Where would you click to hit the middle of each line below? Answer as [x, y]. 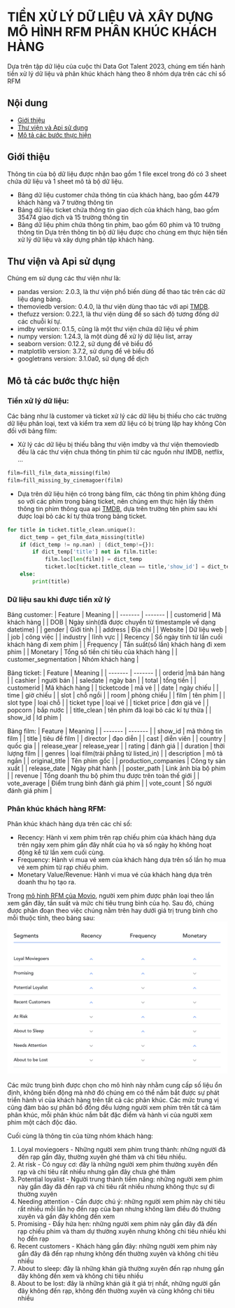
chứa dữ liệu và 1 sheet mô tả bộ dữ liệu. [65, 181]
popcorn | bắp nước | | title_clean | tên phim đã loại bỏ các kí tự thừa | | [109, 710]
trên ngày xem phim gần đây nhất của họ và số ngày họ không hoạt [114, 845]
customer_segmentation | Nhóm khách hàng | [73, 660]
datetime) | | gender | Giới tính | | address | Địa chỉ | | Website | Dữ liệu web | [117, 629]
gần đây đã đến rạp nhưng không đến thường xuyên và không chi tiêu [118, 1253]
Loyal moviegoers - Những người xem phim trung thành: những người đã [121, 1149]
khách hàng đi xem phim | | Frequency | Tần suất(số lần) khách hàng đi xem [116, 645]
